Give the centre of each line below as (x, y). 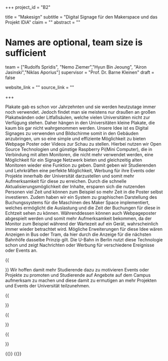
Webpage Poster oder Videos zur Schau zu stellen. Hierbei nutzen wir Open (83, 144)
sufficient (26, 53)
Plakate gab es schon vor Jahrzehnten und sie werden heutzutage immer (80, 107)
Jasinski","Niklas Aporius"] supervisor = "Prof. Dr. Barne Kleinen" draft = (80, 72)
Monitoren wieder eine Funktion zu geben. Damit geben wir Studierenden (81, 165)
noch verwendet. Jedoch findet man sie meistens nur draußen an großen (80, 112)
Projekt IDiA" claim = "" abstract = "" (43, 22)
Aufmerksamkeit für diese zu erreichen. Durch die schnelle (66, 181)
